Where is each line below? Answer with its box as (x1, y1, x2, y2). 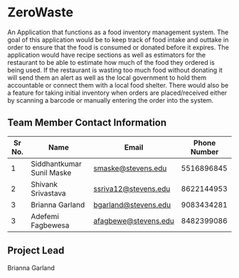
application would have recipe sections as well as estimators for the (7, 51, 206, 59)
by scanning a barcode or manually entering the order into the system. (7, 96, 214, 104)
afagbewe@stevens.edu (93, 215, 174, 225)
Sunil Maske (31, 168, 72, 177)
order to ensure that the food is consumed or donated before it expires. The (7, 43, 229, 51)
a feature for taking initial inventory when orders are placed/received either (7, 88, 228, 97)
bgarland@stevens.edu (93, 200, 171, 210)
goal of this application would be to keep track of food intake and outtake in (7, 35, 229, 43)
